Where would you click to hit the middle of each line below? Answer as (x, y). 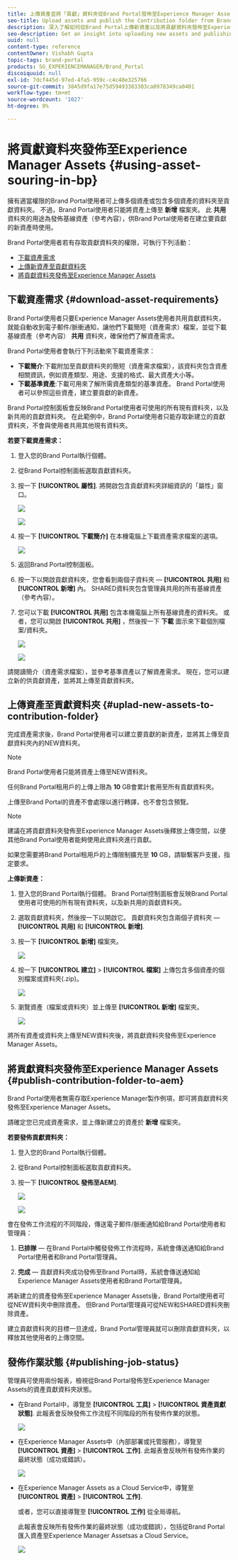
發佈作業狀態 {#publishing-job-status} (93, 1362)
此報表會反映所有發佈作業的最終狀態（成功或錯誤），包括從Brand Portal (121, 1527)
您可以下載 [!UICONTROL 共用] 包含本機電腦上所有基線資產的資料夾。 (119, 612)
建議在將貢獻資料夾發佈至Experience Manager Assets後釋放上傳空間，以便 (117, 831)
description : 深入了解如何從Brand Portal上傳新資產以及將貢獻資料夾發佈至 (108, 27)
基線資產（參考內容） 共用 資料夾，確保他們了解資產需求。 (93, 336)
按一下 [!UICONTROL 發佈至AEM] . (68, 1183)
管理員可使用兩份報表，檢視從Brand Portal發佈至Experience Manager (109, 1381)
